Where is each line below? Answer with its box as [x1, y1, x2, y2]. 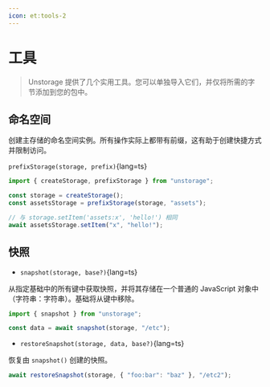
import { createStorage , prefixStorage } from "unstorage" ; [8, 177, 215, 185]
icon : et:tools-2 [8, 11, 67, 20]
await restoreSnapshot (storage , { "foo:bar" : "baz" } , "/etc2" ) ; [8, 371, 232, 380]
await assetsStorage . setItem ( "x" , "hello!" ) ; [8, 221, 163, 229]
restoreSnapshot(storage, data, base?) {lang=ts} [19, 339, 185, 348]
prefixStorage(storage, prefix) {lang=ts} [8, 161, 147, 171]
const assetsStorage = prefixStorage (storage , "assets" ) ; [8, 199, 207, 207]
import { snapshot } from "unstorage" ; [8, 310, 142, 318]
